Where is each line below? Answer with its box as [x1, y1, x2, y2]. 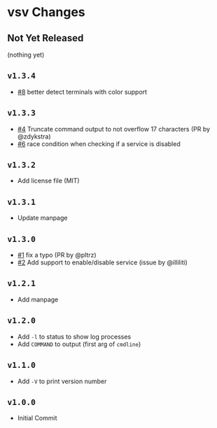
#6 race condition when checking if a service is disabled [17, 139, 181, 148]
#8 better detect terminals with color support [17, 87, 148, 96]
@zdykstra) [17, 132, 51, 141]
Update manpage [17, 214, 68, 222]
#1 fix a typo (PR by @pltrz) [17, 251, 97, 259]
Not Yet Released [7, 32, 84, 44]
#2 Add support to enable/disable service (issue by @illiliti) [17, 258, 188, 266]
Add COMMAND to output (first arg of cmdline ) [17, 340, 141, 348]
